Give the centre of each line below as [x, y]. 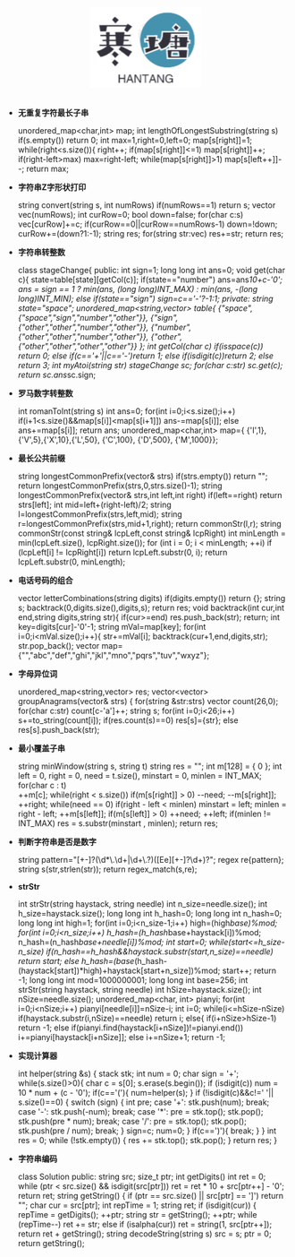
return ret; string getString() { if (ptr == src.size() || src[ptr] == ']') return [151, 1195]
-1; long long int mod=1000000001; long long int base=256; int [133, 980]
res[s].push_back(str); [59, 729]
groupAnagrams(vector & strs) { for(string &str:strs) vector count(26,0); [148, 701]
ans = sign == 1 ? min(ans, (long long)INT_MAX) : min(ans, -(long [138, 288]
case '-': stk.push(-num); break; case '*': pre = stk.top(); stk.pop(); [140, 1111]
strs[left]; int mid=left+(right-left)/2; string [94, 504]
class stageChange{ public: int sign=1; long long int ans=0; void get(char [152, 270]
